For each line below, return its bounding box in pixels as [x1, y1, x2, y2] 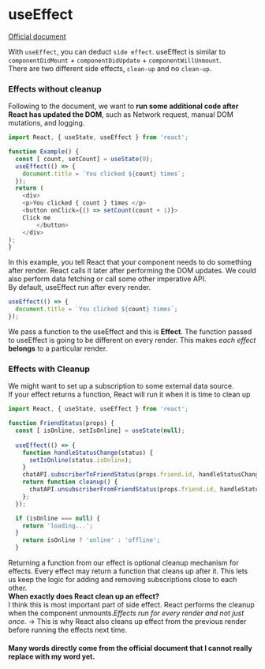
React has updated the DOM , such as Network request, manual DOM [8, 110, 234, 119]
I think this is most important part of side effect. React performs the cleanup [8, 600, 255, 610]
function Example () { [8, 148, 80, 156]
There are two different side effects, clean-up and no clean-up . [8, 63, 212, 73]
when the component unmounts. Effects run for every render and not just [8, 608, 244, 618]
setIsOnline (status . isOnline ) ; [28, 456, 132, 464]
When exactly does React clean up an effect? [8, 592, 160, 601]
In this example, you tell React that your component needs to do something [8, 257, 252, 267]
